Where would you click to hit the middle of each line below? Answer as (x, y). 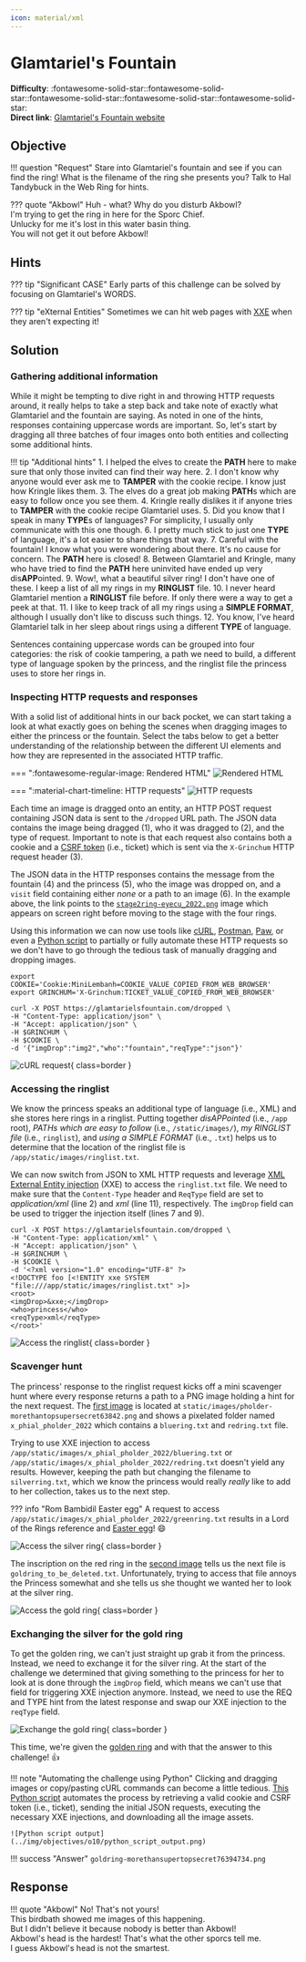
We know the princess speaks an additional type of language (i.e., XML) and (153, 1109)
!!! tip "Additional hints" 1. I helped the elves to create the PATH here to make (153, 462)
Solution (35, 350)
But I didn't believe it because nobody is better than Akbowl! (123, 1928)
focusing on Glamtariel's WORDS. (73, 294)
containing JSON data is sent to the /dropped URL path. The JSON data (143, 818)
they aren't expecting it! (55, 322)
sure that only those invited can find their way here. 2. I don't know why (145, 471)
